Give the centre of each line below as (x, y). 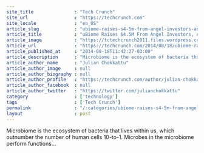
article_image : (42, 40)
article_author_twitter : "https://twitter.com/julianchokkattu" (93, 91)
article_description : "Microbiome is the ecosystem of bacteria (97, 57)
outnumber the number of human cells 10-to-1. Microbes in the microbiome (100, 137)
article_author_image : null (49, 68)
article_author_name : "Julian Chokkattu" (68, 63)
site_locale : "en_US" (53, 23)
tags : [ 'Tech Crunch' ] (63, 102)
